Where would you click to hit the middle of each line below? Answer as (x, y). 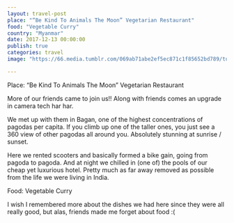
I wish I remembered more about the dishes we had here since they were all (116, 204)
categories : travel (36, 53)
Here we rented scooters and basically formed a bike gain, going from (108, 155)
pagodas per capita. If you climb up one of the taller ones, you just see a (111, 127)
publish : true (28, 46)
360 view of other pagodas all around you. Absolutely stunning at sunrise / (114, 134)
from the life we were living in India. (58, 177)
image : (17, 59)
